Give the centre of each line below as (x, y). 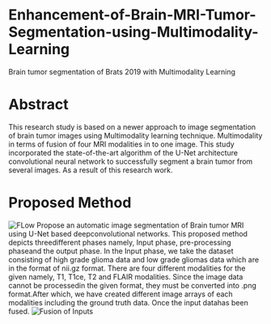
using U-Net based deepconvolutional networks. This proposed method (128, 233)
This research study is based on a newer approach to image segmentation (132, 126)
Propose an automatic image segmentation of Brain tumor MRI (140, 225)
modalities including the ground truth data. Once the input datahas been (128, 302)
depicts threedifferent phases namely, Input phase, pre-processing (120, 242)
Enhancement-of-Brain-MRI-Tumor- (132, 15)
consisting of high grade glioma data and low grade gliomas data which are (134, 259)
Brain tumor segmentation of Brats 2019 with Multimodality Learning (122, 71)
